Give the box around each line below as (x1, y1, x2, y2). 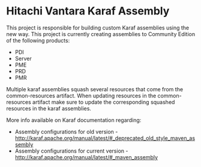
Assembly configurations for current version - (14, 147, 128, 154)
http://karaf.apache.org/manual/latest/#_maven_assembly (14, 153, 158, 160)
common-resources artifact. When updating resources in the (6, 92, 157, 99)
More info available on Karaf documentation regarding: (6, 116, 142, 124)
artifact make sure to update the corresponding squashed (32, 98, 175, 106)
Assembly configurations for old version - (14, 128, 118, 135)
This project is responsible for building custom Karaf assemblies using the (6, 24, 190, 31)
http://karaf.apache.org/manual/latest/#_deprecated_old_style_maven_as (14, 134, 196, 142)
